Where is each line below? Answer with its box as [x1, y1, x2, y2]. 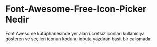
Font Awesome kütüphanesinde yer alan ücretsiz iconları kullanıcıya [5, 30, 145, 36]
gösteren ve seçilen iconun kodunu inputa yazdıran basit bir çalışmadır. [5, 36, 152, 42]
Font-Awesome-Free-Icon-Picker [5, 3, 147, 15]
